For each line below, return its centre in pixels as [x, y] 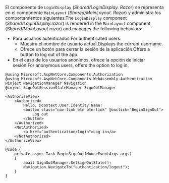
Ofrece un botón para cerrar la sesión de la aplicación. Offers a [85, 49]
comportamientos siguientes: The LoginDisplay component [66, 18]
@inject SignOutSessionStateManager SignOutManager [61, 88]
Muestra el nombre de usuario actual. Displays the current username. [91, 44]
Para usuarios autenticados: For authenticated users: [67, 38]
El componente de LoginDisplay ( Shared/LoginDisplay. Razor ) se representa [84, 7]
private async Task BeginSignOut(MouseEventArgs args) [73, 154]
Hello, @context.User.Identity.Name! [63, 105]
